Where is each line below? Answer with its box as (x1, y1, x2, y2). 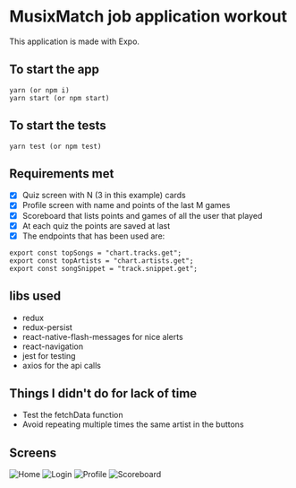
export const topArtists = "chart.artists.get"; (9, 256, 194, 266)
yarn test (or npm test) (9, 142, 102, 151)
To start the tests (9, 118, 106, 134)
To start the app (9, 62, 100, 77)
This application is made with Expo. (9, 36, 140, 47)
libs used (9, 289, 61, 304)
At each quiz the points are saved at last (21, 220, 171, 231)
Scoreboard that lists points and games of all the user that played (21, 210, 263, 221)
